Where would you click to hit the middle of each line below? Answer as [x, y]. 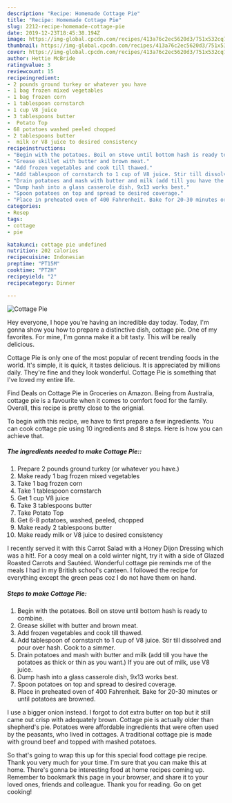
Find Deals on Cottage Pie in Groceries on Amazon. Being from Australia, [111, 393]
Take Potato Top [40, 513]
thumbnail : [23, 46]
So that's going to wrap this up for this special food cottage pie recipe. [107, 755]
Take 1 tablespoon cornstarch [59, 491]
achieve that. [26, 435]
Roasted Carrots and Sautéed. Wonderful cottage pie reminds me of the [109, 563]
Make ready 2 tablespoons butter [65, 528]
